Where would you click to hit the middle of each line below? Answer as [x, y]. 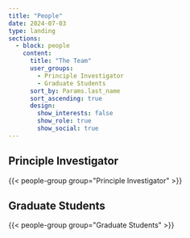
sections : [25, 38]
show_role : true [64, 121]
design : [43, 106]
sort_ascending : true [66, 98]
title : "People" [35, 16]
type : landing [32, 31]
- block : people [43, 46]
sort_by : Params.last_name [75, 91]
